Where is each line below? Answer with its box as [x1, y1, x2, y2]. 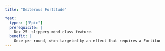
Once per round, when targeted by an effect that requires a [14, 38, 141, 44]
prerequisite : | [9, 25, 43, 30]
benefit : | [9, 34, 32, 39]
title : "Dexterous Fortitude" [5, 7, 67, 12]
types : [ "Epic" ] [9, 20, 43, 25]
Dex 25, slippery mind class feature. [14, 30, 93, 34]
